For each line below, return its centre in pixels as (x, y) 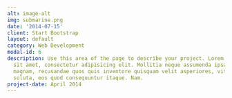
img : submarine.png (35, 20)
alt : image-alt (29, 13)
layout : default (30, 39)
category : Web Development (46, 46)
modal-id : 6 (24, 52)
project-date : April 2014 (44, 84)
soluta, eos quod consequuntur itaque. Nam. (78, 78)
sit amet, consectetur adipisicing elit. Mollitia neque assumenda (113, 65)
